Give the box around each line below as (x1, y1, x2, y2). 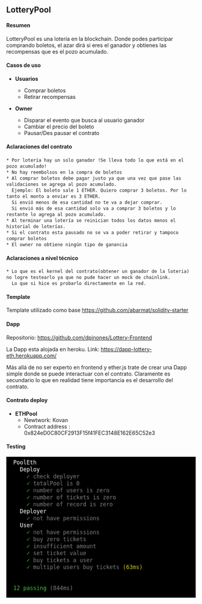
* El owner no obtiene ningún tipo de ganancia (6, 242, 128, 248)
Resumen (6, 21, 31, 29)
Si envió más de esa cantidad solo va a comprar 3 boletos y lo (11, 206, 176, 212)
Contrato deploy (6, 397, 48, 404)
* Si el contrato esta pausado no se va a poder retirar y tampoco (6, 230, 179, 236)
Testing (6, 443, 26, 450)
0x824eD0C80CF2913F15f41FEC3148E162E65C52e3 (23, 429, 155, 436)
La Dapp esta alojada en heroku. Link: (6, 345, 100, 353)
